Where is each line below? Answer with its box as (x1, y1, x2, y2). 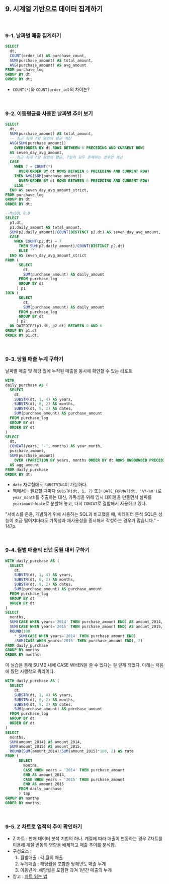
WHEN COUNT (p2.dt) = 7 (14, 239, 62, 244)
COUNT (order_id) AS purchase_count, (10, 53, 87, 58)
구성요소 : (12, 848, 32, 854)
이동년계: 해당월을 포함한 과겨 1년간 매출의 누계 (20, 867, 112, 873)
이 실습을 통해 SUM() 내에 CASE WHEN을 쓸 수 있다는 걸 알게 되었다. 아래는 (5, 662, 154, 668)
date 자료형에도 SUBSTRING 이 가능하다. (12, 482, 88, 488)
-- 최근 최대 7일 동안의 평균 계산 (10, 136, 72, 141)
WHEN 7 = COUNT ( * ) (14, 164, 53, 169)
